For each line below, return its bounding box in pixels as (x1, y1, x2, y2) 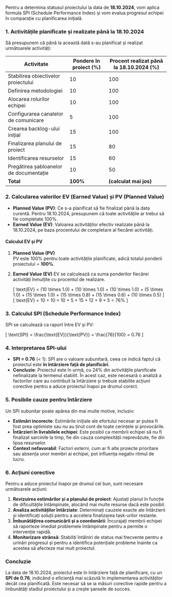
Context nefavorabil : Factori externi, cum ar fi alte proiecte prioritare (12, 445, 159, 451)
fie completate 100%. (12, 216, 58, 222)
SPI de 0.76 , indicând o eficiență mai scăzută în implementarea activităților (5, 575, 163, 581)
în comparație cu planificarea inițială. (5, 15, 83, 21)
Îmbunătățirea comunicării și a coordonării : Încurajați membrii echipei (12, 517, 162, 524)
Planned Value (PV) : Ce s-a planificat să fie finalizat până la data (12, 205, 150, 211)
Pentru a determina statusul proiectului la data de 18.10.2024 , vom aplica (5, 5, 160, 10)
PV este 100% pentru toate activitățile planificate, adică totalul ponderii (12, 255, 162, 262)
